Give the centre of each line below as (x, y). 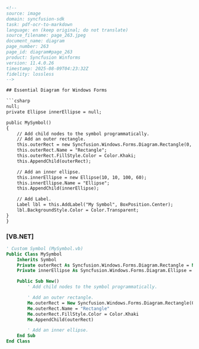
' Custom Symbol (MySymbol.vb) (45, 248)
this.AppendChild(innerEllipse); (58, 188)
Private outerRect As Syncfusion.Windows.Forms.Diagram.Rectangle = (103, 265)
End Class (18, 341)
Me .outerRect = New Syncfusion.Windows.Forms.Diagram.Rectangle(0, (112, 303)
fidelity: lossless (30, 74)
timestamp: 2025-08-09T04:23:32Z (47, 68)
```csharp (18, 101)
